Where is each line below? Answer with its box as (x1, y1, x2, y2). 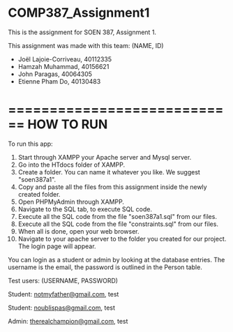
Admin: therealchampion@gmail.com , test (8, 317, 128, 325)
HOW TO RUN (27, 116, 108, 133)
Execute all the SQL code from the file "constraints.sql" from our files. (17, 220, 219, 228)
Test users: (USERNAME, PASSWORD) (8, 276, 118, 285)
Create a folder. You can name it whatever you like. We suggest (17, 167, 201, 176)
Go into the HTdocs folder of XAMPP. (17, 160, 125, 169)
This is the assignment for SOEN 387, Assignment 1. (8, 28, 156, 36)
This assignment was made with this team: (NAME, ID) (8, 41, 164, 50)
